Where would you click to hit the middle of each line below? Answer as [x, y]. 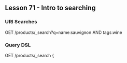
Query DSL [18, 45]
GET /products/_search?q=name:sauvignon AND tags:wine [63, 32]
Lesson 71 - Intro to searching [50, 8]
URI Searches [21, 22]
